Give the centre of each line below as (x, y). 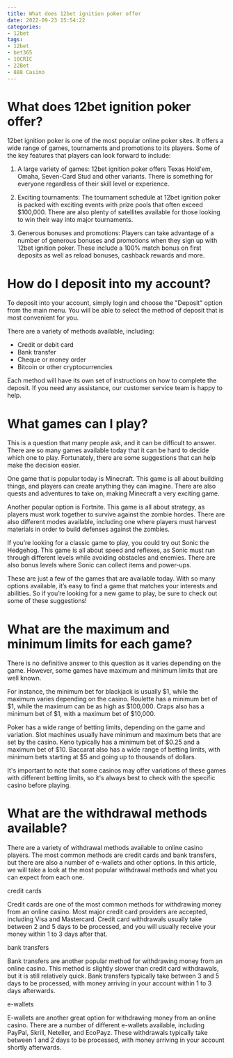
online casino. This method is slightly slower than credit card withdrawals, (113, 969)
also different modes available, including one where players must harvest (112, 522)
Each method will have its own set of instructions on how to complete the (112, 380)
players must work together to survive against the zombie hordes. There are (116, 514)
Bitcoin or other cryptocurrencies (65, 367)
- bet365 (20, 53)
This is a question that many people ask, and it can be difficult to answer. (112, 443)
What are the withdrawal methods (107, 813)
